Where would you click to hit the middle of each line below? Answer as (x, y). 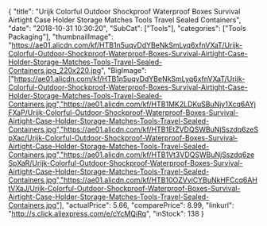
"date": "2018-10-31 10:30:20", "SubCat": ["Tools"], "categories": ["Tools (127, 28)
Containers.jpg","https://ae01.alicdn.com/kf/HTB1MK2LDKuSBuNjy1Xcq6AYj (132, 104)
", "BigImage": (124, 70)
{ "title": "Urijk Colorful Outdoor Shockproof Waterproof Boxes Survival (124, 11)
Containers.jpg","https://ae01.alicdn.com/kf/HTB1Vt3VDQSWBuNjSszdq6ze (132, 155)
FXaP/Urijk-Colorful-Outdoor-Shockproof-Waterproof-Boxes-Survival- (124, 113)
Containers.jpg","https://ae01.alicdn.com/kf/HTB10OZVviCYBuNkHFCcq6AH (133, 180)
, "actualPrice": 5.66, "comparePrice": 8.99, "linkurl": (148, 205)
